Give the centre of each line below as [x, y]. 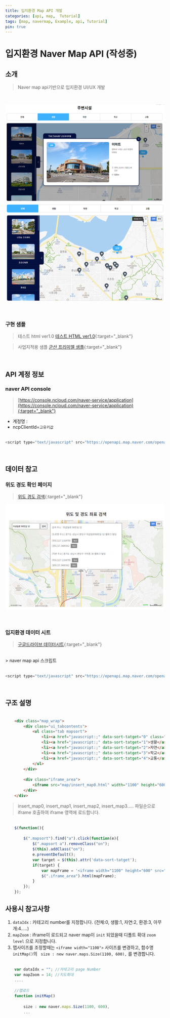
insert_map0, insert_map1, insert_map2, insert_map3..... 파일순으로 [87, 806]
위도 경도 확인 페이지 [29, 484]
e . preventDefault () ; [54, 855]
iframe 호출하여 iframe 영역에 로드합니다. [59, 812]
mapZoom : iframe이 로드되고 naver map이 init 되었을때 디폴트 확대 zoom [84, 934]
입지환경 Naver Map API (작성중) [71, 54]
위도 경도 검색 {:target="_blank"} [50, 497]
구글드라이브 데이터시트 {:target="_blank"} [60, 644]
